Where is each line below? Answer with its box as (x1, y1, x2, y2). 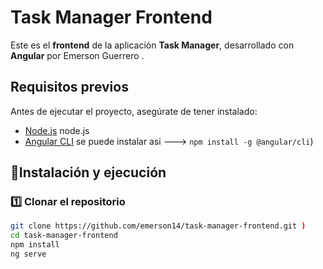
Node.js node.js (24, 124, 90, 136)
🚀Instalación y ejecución (10, 164, 167, 181)
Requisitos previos (10, 79, 129, 96)
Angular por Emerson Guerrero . (10, 49, 145, 61)
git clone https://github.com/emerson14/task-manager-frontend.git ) (10, 221, 307, 231)
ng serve (10, 249, 47, 260)
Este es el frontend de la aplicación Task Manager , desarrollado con (10, 39, 295, 51)
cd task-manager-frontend (10, 231, 118, 241)
